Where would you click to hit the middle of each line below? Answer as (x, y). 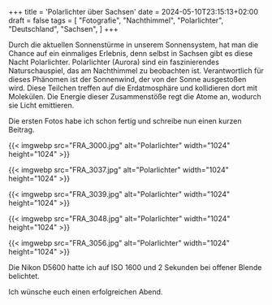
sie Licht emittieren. (41, 105)
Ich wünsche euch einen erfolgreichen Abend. (86, 292)
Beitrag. (22, 130)
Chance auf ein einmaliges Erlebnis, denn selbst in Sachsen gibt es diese (131, 53)
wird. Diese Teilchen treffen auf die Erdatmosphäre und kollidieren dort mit (133, 88)
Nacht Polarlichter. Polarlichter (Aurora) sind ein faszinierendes (114, 62)
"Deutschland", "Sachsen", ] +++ (64, 29)
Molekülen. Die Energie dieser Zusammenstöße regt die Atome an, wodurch (135, 96)
